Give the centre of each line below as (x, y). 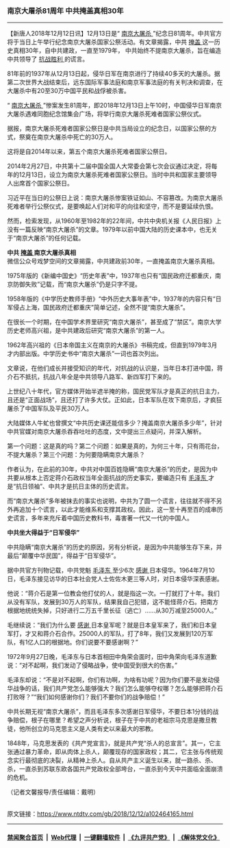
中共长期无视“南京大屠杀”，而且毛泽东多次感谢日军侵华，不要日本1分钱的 (110, 712)
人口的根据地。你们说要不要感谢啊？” (86, 643)
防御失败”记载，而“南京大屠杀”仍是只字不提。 (77, 284)
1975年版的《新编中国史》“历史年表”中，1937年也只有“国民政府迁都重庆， (111, 276)
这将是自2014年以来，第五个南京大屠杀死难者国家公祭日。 (89, 151)
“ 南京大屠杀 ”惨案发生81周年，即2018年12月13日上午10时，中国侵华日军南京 (115, 105)
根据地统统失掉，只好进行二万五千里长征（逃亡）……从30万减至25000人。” (112, 610)
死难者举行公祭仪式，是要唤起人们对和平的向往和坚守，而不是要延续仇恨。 (112, 206)
